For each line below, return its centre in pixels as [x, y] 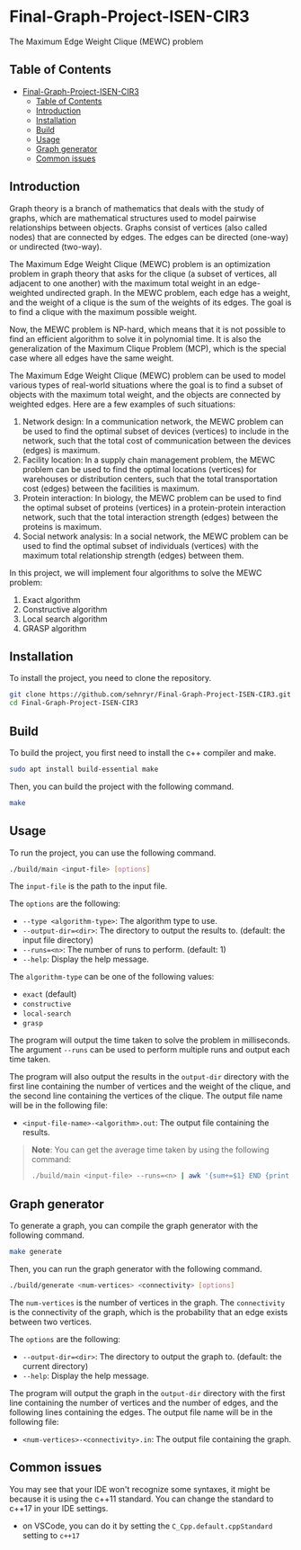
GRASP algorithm [54, 628]
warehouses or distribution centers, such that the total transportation [150, 479]
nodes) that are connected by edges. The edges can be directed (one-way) [149, 237]
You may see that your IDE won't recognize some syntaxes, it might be [140, 1489]
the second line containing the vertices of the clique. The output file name [146, 1096]
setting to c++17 [51, 1535]
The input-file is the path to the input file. [89, 886]
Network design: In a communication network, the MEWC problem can [153, 421]
